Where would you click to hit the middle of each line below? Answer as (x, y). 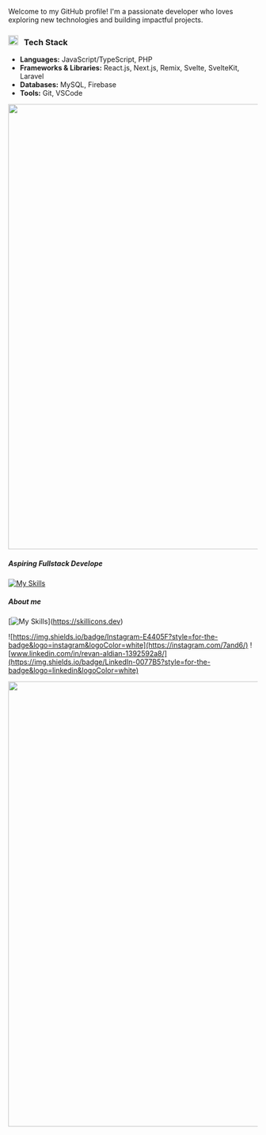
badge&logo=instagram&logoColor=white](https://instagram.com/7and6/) (128, 645)
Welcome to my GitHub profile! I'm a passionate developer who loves (121, 11)
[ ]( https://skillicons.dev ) (66, 621)
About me (25, 602)
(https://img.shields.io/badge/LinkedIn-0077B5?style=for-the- (110, 662)
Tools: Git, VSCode (51, 93)
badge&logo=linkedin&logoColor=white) (74, 670)
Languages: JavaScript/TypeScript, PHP (86, 59)
